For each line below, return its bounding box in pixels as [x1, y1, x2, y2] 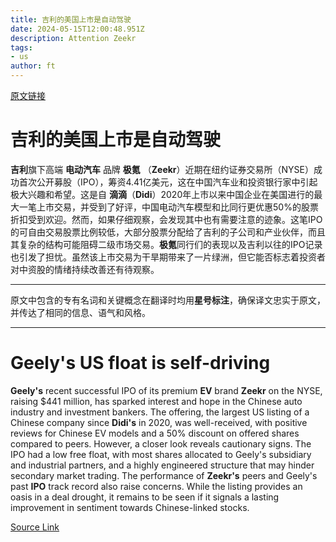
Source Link [10, 521, 60, 533]
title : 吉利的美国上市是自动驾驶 [10, 14, 132, 25]
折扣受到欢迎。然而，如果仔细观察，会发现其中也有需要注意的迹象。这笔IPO [10, 213, 323, 225]
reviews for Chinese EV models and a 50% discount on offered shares [10, 427, 300, 439]
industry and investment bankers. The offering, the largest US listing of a [10, 406, 310, 418]
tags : [10, 42, 33, 53]
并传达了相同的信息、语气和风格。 [10, 306, 151, 318]
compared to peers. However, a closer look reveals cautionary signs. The [10, 437, 312, 450]
